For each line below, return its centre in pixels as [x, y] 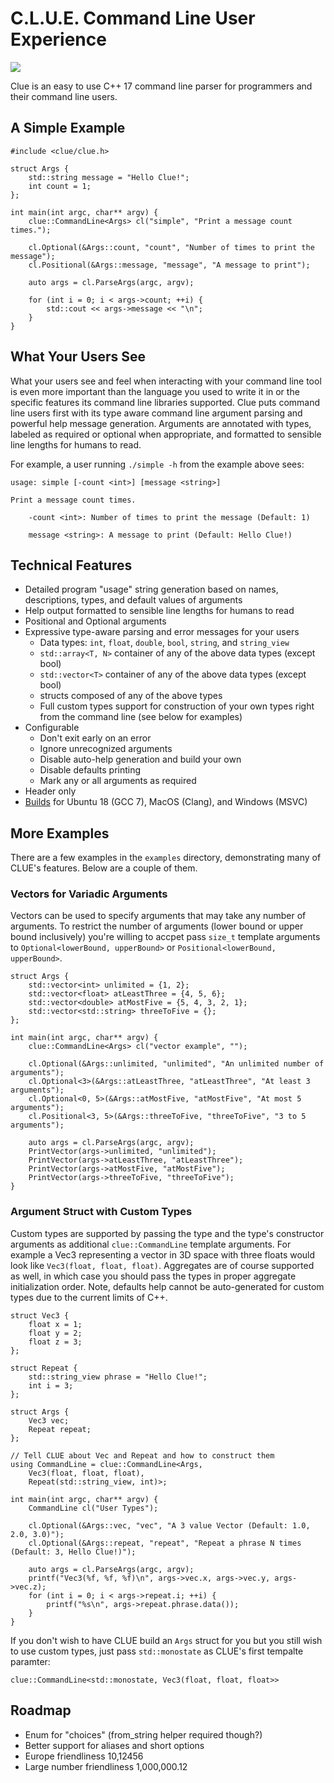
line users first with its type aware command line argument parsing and [156, 413]
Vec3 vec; [49, 1420]
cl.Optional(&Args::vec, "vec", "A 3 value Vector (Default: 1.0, [169, 1525]
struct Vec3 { [40, 1315]
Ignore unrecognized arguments [106, 749]
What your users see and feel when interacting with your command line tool [166, 381]
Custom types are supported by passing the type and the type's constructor [167, 1233]
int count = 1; [60, 186]
